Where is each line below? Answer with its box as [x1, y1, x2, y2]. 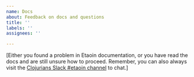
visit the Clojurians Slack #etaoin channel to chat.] [6, 64, 128, 71]
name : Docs [6, 8, 33, 15]
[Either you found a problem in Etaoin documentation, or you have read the [6, 52, 188, 59]
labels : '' [6, 25, 33, 31]
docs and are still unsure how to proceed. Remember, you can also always [6, 58, 187, 65]
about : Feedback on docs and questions [6, 14, 105, 20]
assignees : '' [6, 31, 41, 36]
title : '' [6, 19, 31, 25]
